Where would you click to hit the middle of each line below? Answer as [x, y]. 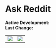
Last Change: [19, 27]
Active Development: [27, 23]
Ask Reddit [28, 9]
